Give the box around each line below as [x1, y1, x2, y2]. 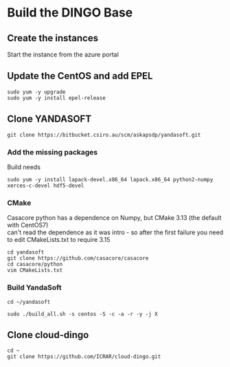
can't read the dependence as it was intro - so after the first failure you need [7, 228, 224, 236]
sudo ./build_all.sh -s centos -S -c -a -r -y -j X [7, 311, 158, 318]
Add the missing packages [7, 147, 98, 157]
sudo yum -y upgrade [7, 88, 67, 96]
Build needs [7, 163, 41, 171]
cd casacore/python [7, 261, 63, 268]
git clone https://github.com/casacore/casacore [7, 255, 149, 262]
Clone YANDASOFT [7, 113, 91, 125]
